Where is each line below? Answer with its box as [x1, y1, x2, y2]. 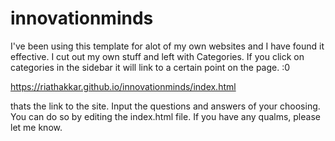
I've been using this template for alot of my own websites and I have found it [10, 40, 325, 52]
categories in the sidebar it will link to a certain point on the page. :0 [10, 61, 291, 73]
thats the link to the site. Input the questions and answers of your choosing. [10, 100, 321, 112]
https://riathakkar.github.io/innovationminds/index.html [10, 80, 237, 92]
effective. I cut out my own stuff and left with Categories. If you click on [10, 50, 305, 62]
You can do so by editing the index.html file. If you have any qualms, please [10, 110, 321, 122]
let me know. [10, 121, 63, 133]
